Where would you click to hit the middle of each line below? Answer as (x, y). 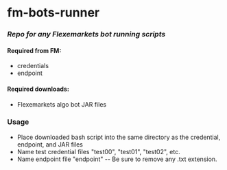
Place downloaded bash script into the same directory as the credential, (119, 137)
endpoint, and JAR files (50, 144)
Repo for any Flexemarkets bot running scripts (86, 34)
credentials (33, 66)
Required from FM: (34, 50)
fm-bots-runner (53, 13)
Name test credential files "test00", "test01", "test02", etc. (98, 151)
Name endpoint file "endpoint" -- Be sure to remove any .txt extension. (117, 159)
